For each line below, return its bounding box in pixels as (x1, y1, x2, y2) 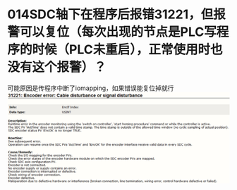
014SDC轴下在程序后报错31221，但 (7, 6, 214, 23)
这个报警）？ (32, 59, 107, 75)
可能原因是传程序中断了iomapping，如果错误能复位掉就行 (7, 84, 174, 92)
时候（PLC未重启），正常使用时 (32, 42, 210, 58)
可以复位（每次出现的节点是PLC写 (20, 24, 217, 40)
